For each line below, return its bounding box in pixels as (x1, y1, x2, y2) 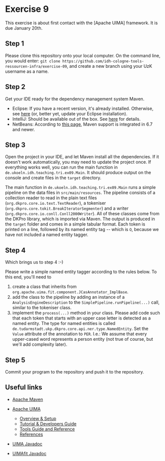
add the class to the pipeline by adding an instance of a (12, 294, 125, 300)
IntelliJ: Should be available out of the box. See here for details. (12, 116, 141, 122)
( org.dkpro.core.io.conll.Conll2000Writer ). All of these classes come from (5, 211, 160, 217)
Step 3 (5, 140, 26, 149)
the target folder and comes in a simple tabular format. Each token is (5, 221, 145, 227)
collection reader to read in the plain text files (5, 195, 97, 201)
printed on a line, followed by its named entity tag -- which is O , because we (5, 227, 159, 232)
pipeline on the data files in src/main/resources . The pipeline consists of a (5, 189, 156, 196)
